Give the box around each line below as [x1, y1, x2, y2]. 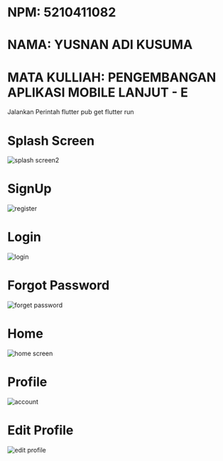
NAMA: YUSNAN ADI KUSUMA [7, 37, 193, 53]
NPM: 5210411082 [7, 4, 116, 21]
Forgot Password [7, 277, 110, 294]
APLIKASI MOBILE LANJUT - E [7, 84, 188, 100]
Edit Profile [7, 423, 74, 438]
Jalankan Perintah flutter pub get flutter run [7, 108, 134, 116]
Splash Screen [7, 133, 94, 149]
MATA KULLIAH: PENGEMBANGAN [7, 69, 217, 85]
